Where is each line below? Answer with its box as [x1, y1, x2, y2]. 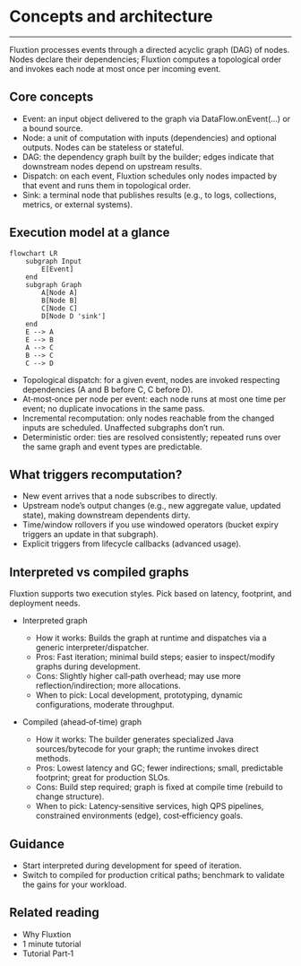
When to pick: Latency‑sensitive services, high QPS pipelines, [35, 801, 264, 812]
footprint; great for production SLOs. [35, 772, 170, 783]
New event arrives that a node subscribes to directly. [21, 491, 218, 501]
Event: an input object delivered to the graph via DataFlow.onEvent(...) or [21, 113, 291, 124]
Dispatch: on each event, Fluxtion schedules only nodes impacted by [21, 170, 278, 181]
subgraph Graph [25, 280, 82, 289]
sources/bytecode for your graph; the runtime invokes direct [35, 744, 260, 754]
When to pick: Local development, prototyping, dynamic [35, 690, 244, 701]
